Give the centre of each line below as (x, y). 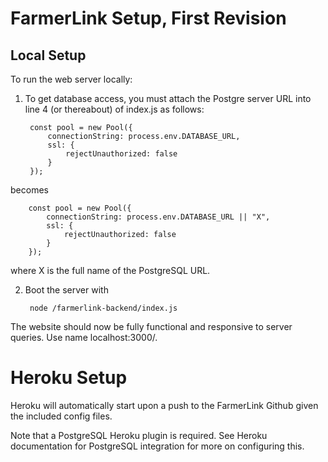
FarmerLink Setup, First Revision (148, 18)
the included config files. (61, 416)
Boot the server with (66, 290)
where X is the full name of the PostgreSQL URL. (110, 270)
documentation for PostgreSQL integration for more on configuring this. (157, 446)
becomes (29, 190)
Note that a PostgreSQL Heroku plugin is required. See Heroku (139, 435)
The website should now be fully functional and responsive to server (151, 326)
